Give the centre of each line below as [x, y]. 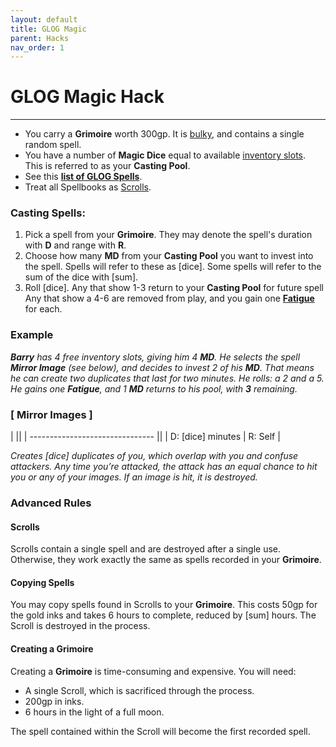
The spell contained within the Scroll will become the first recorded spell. [160, 731]
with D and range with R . [75, 245]
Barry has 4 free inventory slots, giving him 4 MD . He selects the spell [155, 357]
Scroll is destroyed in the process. [80, 626]
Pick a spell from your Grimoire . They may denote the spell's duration [168, 235]
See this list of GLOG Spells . [83, 177]
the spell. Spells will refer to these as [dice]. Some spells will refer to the [173, 267]
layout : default [44, 19]
